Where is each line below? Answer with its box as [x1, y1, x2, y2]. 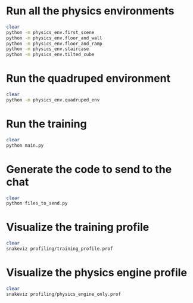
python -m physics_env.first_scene [6, 29, 95, 35]
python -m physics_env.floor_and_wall [6, 35, 102, 41]
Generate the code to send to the [6, 162, 172, 176]
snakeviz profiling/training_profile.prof [6, 246, 113, 252]
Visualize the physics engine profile [6, 266, 188, 280]
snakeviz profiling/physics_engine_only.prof [6, 291, 121, 297]
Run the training [6, 118, 88, 131]
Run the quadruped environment [6, 72, 171, 85]
